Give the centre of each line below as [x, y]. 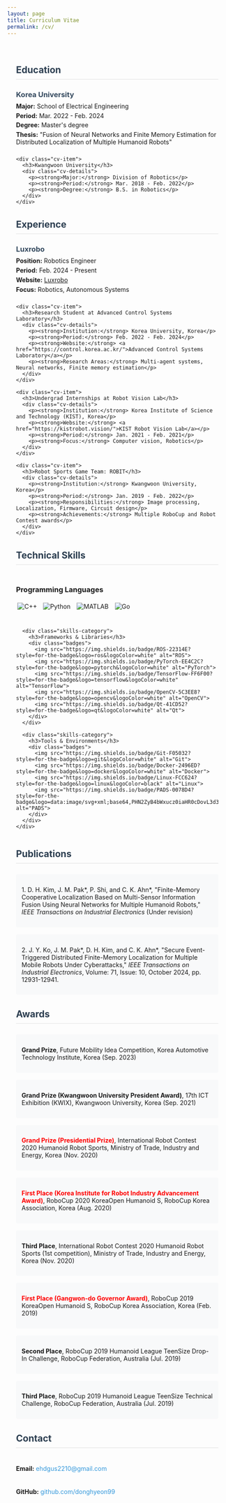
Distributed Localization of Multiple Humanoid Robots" [94, 142]
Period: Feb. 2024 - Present [56, 270]
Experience [42, 225]
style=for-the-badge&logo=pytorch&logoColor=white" [93, 668]
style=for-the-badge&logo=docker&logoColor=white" [91, 771]
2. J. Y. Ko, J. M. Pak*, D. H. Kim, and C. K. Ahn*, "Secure [103, 950]
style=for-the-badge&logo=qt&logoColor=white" [85, 710]
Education [39, 69]
